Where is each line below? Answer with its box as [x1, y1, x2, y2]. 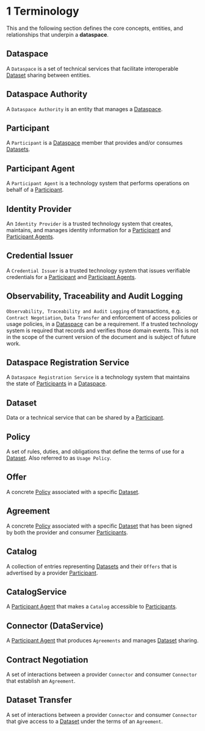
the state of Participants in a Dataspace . [6, 380, 107, 387]
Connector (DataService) [6, 620, 104, 631]
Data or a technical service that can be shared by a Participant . [6, 414, 165, 421]
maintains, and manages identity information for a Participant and [6, 227, 171, 233]
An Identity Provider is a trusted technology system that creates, [6, 220, 173, 227]
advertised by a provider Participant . [6, 569, 98, 576]
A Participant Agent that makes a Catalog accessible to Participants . [6, 603, 178, 610]
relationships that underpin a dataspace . [6, 31, 109, 38]
